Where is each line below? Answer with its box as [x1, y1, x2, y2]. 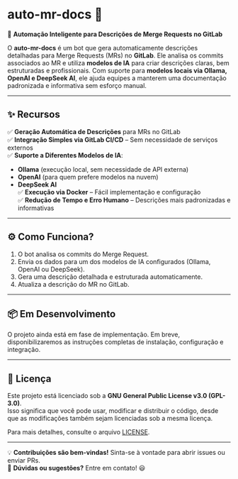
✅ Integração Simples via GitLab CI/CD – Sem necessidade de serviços [7, 135, 218, 144]
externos [7, 143, 33, 152]
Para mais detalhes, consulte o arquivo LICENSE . [7, 428, 150, 436]
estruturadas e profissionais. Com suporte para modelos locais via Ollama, [7, 66, 227, 75]
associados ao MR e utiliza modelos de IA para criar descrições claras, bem [7, 58, 229, 67]
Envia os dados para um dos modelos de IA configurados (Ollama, [17, 257, 211, 265]
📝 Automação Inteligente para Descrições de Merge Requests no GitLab [7, 30, 223, 38]
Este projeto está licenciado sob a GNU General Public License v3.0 [7, 392, 208, 400]
